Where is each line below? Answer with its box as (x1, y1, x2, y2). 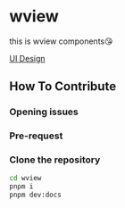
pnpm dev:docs (9, 190, 62, 200)
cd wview (9, 174, 42, 183)
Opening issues (9, 105, 79, 118)
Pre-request (9, 129, 63, 142)
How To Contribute (9, 79, 117, 95)
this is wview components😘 (9, 36, 113, 46)
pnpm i (9, 182, 34, 191)
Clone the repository (9, 154, 101, 166)
